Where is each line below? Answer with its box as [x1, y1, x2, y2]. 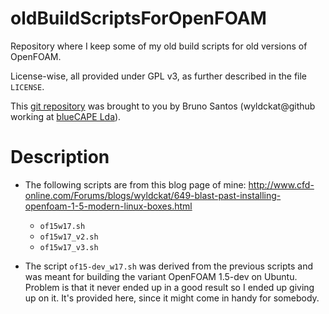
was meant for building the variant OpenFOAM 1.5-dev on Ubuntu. [24, 270, 298, 282]
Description [10, 146, 110, 169]
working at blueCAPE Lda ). [10, 110, 122, 122]
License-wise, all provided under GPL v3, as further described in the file [10, 70, 308, 82]
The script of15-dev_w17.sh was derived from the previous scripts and [24, 260, 314, 272]
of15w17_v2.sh [39, 232, 99, 242]
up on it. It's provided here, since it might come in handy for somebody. [24, 292, 320, 304]
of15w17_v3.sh [39, 242, 99, 252]
